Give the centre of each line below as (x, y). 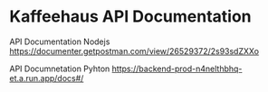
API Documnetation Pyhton (60, 69)
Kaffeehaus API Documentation (130, 17)
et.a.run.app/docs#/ (47, 78)
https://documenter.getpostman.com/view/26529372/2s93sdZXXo (134, 51)
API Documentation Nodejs (60, 41)
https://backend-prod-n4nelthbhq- (177, 69)
